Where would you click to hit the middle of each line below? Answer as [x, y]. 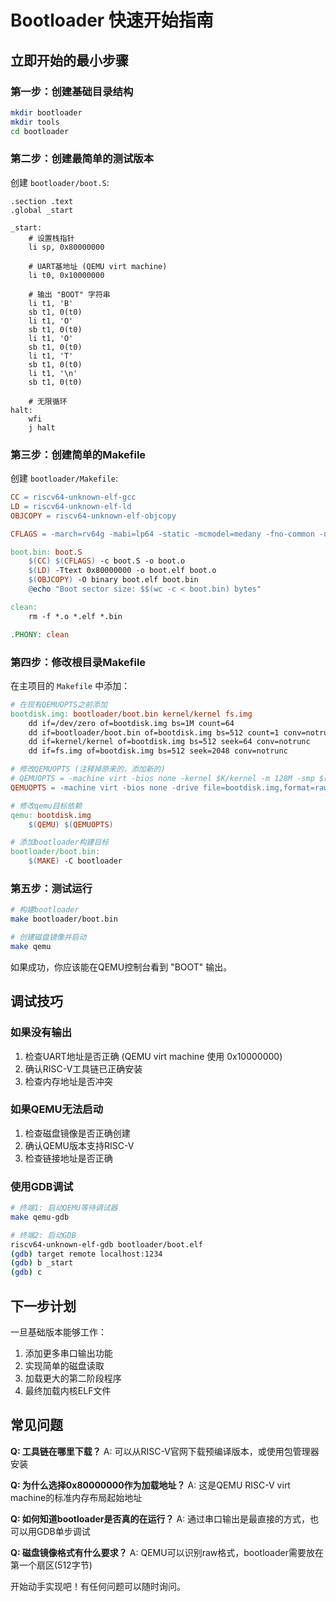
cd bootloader [40, 131]
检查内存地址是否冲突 [68, 1081]
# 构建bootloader [45, 910]
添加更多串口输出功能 [68, 1353]
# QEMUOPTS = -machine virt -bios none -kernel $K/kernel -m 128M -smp [162, 779]
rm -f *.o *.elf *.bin [75, 616]
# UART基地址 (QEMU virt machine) [98, 266]
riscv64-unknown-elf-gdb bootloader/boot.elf [106, 1244]
